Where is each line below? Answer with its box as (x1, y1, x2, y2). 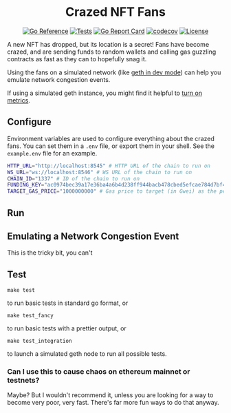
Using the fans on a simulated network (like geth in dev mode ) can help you (7, 68, 221, 76)
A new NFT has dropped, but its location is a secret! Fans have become (7, 40, 210, 48)
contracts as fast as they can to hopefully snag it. (7, 54, 147, 63)
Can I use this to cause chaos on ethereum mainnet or (7, 367, 190, 377)
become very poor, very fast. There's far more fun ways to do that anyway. (7, 399, 220, 407)
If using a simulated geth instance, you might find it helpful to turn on (7, 89, 203, 97)
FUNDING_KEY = (7, 182, 45, 189)
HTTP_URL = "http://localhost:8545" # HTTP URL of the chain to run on (7, 162, 211, 169)
